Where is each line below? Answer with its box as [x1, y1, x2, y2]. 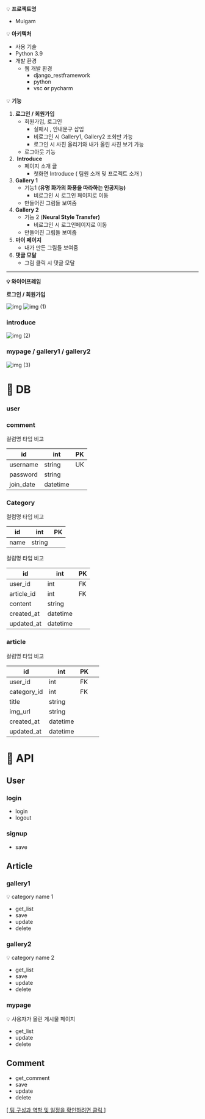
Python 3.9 [15, 50, 43, 57]
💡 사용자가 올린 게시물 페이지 [6, 1015, 76, 1023]
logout [15, 814, 32, 821]
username [9, 460, 38, 468]
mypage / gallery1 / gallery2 [6, 347, 91, 356]
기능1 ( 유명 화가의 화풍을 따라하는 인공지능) [24, 184, 126, 191]
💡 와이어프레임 [6, 278, 41, 285]
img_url [9, 707, 31, 715]
